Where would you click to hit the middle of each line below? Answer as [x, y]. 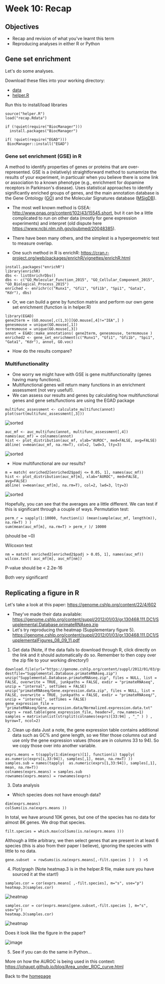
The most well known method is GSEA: [51, 208]
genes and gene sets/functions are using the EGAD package [73, 400]
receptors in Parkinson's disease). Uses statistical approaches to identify [79, 188]
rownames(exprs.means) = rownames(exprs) [48, 776]
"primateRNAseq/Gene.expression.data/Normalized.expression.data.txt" [79, 708]
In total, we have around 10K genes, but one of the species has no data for [80, 817]
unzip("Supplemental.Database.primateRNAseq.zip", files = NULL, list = [81, 678]
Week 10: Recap [39, 9]
